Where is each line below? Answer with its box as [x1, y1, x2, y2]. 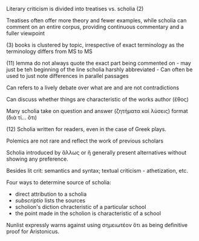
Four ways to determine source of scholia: [6, 179, 111, 186]
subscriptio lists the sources [15, 197, 86, 204]
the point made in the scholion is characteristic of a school [15, 210, 161, 217]
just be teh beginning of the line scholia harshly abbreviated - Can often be [6, 66, 193, 73]
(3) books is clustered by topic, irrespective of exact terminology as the [6, 42, 184, 48]
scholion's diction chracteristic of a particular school [15, 204, 146, 210]
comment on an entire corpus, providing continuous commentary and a [6, 24, 184, 30]
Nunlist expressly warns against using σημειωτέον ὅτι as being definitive [6, 222, 188, 228]
